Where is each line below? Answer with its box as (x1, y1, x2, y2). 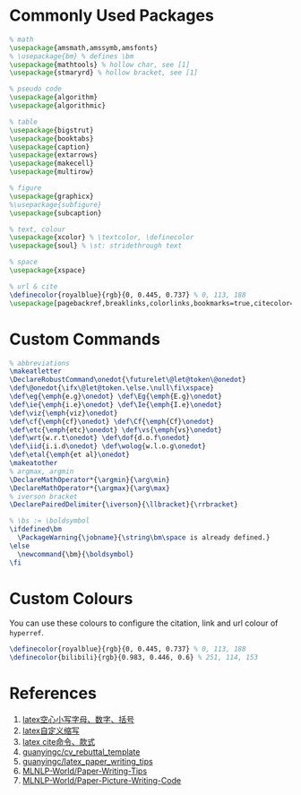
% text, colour (9, 225, 66, 234)
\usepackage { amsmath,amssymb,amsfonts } (9, 43, 159, 52)
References (9, 683, 97, 704)
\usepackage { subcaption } (9, 208, 102, 218)
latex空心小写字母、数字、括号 (21, 714, 134, 725)
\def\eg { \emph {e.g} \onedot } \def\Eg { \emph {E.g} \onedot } (9, 392, 222, 401)
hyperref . (9, 627, 45, 638)
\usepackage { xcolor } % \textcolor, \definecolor (9, 233, 194, 242)
